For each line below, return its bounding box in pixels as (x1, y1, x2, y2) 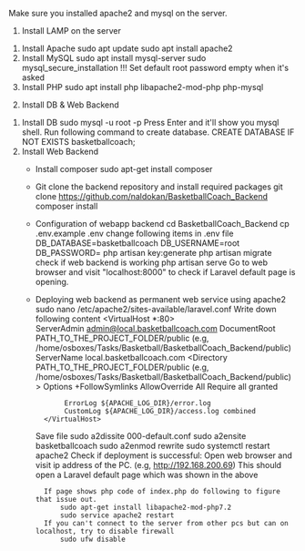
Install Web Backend (21, 146, 99, 157)
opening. (35, 277, 69, 287)
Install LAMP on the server (21, 26, 122, 36)
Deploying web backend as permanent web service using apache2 (35, 294, 287, 304)
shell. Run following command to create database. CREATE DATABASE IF (21, 127, 295, 138)
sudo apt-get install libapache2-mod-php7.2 (59, 503, 232, 512)
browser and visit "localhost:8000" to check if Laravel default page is (35, 267, 296, 277)
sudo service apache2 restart (59, 511, 175, 520)
